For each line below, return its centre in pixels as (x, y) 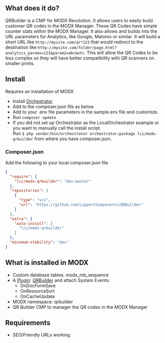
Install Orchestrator (33, 101)
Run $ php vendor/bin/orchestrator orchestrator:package (74, 133)
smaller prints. (20, 63)
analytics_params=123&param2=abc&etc (45, 53)
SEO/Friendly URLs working (41, 335)
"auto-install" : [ (34, 223)
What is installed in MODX (47, 263)
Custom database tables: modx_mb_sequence (61, 275)
